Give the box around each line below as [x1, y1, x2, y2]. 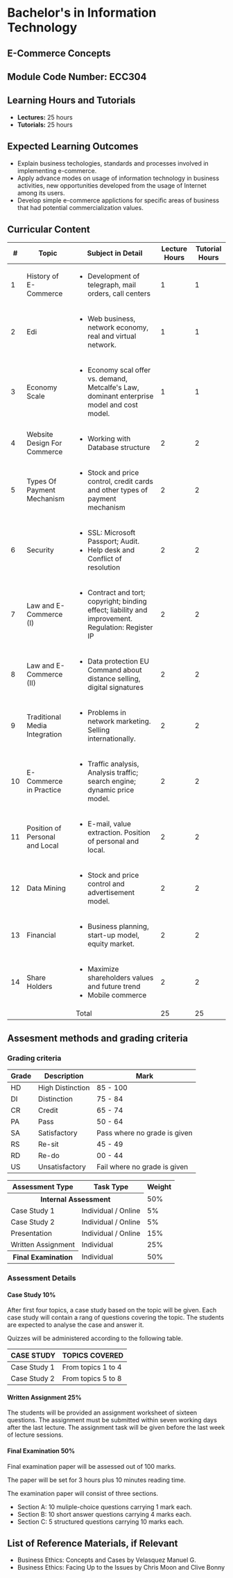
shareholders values [87, 973, 154, 983]
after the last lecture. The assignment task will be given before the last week [7, 1424, 225, 1432]
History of [26, 271, 59, 281]
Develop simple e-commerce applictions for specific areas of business [17, 196, 220, 204]
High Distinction [37, 1083, 90, 1093]
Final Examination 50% [7, 1447, 76, 1455]
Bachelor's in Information [7, 5, 157, 21]
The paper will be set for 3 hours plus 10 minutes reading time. [7, 1476, 186, 1484]
